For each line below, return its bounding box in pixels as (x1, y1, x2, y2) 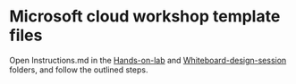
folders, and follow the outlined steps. (9, 64, 148, 75)
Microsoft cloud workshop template (9, 6, 281, 27)
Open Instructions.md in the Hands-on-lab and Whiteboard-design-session (9, 55, 287, 65)
